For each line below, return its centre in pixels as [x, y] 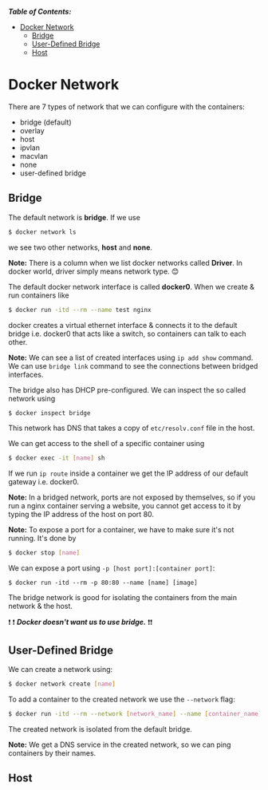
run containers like [39, 295]
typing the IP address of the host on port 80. [81, 515]
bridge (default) [45, 122]
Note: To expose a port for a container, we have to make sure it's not [121, 530]
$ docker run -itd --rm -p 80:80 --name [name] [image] [103, 583]
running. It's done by [42, 539]
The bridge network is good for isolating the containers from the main [123, 598]
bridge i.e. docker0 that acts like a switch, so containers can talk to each [127, 334]
